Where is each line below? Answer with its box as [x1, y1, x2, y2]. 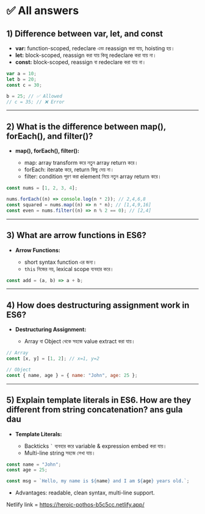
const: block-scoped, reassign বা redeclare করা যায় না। [15, 59, 146, 65]
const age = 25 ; [6, 467, 48, 473]
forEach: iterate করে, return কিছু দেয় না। [24, 166, 114, 173]
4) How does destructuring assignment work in [6, 300, 190, 310]
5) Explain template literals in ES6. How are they [6, 395, 192, 406]
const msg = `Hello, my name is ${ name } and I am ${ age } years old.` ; [6, 478, 190, 484]
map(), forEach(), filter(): [15, 147, 79, 155]
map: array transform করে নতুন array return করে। [24, 159, 138, 166]
